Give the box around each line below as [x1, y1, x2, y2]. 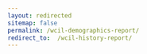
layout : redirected [7, 11, 72, 20]
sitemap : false [7, 19, 58, 27]
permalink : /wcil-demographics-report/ [7, 26, 140, 34]
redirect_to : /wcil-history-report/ [7, 33, 133, 42]
